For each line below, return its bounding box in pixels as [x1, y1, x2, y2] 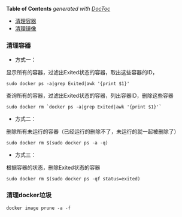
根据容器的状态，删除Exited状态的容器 [6, 164, 101, 171]
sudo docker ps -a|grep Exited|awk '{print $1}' [6, 81, 130, 87]
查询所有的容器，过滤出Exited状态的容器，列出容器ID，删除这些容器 [6, 92, 174, 100]
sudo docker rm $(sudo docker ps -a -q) [6, 140, 109, 146]
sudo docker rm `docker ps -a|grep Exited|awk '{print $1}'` [6, 104, 162, 110]
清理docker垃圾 [6, 191, 52, 200]
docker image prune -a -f [6, 205, 71, 211]
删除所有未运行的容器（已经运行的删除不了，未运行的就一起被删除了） [6, 128, 180, 135]
